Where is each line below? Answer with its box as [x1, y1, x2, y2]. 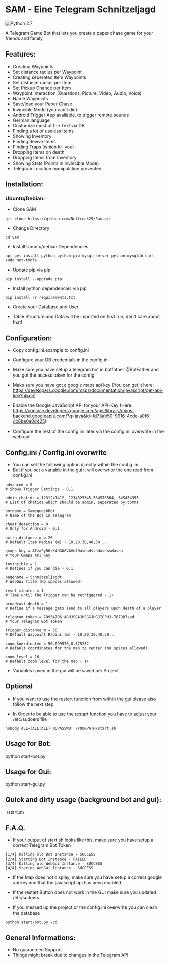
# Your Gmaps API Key [5, 553, 51, 558]
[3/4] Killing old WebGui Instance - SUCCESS [5, 861, 102, 866]
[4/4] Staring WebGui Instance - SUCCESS [5, 866, 94, 871]
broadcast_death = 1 [5, 602, 49, 607]
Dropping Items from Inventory [12, 154, 77, 161]
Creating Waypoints [12, 63, 54, 69]
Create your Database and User [12, 304, 79, 310]
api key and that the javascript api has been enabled [12, 880, 121, 886]
